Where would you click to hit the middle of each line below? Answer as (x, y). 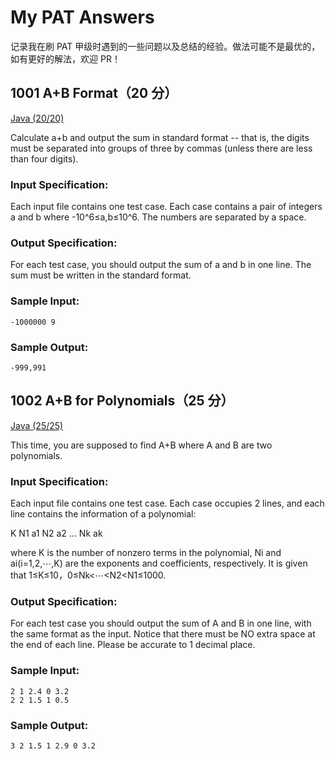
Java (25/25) (37, 425)
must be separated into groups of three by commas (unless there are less (161, 148)
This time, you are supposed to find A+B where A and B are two (141, 445)
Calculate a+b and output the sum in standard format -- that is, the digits (160, 137)
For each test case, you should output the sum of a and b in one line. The (161, 265)
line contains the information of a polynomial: (103, 514)
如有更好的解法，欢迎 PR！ (65, 58)
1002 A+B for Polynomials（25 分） (122, 401)
